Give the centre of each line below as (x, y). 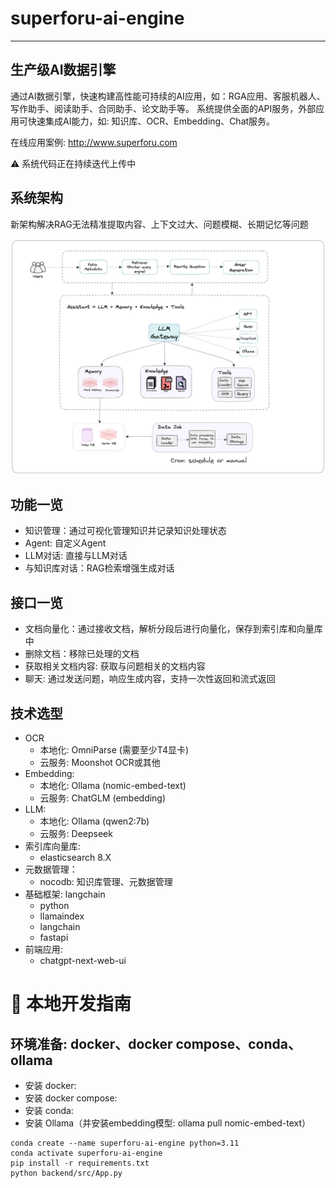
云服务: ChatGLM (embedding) (103, 798)
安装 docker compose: (71, 1098)
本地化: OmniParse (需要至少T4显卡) (114, 750)
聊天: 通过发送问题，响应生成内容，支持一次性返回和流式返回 (150, 679)
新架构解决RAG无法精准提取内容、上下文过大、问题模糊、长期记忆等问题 (159, 224)
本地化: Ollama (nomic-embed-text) (113, 786)
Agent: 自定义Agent (65, 543)
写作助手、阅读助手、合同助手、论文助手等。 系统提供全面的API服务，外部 (163, 108)
